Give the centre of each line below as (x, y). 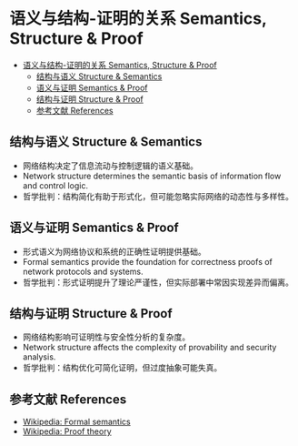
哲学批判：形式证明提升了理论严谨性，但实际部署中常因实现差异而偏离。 (158, 282)
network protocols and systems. (83, 271)
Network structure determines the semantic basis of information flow (152, 176)
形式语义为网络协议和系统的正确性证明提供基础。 (114, 251)
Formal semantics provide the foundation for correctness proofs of (147, 261)
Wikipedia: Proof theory (67, 431)
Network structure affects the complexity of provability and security (149, 348)
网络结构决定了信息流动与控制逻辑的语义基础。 (110, 166)
